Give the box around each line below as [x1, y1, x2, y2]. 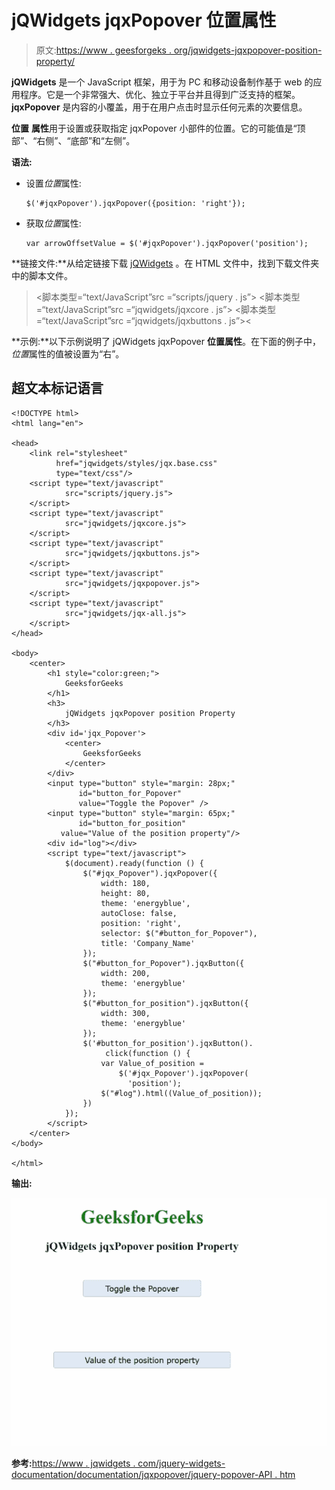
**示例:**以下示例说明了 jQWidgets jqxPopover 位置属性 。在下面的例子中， [11, 335, 321, 347]
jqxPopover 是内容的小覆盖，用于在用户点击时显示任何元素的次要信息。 [11, 101, 308, 113]
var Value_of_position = [100, 1058, 204, 1068]
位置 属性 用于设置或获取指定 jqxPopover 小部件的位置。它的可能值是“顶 [11, 122, 306, 134]
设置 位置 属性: [25, 177, 82, 189]
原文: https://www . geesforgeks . [35, 44, 172, 56]
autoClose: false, [100, 908, 178, 918]
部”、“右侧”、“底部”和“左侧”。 [11, 134, 136, 146]
